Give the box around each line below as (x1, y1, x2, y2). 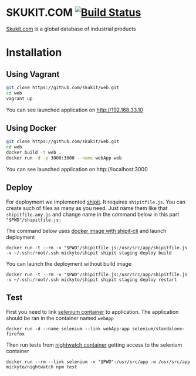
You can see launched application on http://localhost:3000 (6, 165, 148, 172)
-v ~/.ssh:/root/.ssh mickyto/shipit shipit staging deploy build (6, 250, 172, 256)
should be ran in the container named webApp (6, 314, 114, 321)
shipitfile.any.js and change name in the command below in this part (6, 211, 180, 218)
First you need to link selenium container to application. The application (6, 308, 179, 315)
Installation (6, 46, 62, 59)
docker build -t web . (6, 150, 62, 155)
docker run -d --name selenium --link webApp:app (6, 326, 130, 331)
